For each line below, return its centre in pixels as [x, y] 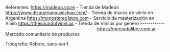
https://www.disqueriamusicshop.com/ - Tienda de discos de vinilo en [79, 13]
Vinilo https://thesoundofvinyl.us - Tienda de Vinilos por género [72, 23]
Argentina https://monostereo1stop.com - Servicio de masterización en [80, 18]
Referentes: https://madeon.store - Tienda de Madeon [62, 7]
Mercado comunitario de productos [43, 34]
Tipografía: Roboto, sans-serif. [38, 44]
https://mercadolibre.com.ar [126, 29]
